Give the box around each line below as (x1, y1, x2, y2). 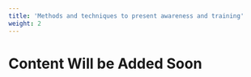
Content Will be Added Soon (8, 54, 202, 73)
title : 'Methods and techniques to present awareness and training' (8, 11, 245, 20)
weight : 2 (8, 19, 42, 28)
